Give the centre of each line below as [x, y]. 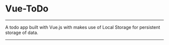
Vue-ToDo [27, 9]
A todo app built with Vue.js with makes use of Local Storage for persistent [83, 27]
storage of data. [22, 32]
